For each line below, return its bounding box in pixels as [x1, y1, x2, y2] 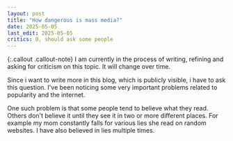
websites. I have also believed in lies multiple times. [7, 126, 155, 135]
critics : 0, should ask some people [7, 36, 113, 43]
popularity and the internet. [7, 91, 86, 99]
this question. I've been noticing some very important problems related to [7, 83, 218, 92]
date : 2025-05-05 [7, 23, 58, 30]
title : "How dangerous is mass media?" [7, 17, 123, 24]
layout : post [7, 10, 45, 17]
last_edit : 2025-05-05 [7, 29, 73, 37]
